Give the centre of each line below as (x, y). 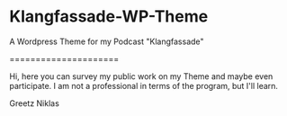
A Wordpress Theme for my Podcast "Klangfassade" (107, 41)
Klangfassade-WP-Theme (109, 17)
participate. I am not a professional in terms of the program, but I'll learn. (144, 85)
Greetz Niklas (35, 103)
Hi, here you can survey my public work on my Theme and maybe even (141, 76)
